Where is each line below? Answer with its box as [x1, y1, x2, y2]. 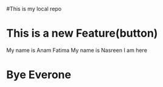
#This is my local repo [6, 5, 62, 12]
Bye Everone [6, 68, 72, 82]
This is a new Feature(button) [6, 27, 158, 40]
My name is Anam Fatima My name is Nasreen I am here [6, 46, 148, 54]
